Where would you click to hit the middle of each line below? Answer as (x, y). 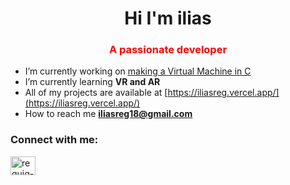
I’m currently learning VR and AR (92, 82)
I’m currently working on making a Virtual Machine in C (138, 71)
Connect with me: (54, 140)
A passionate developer (168, 50)
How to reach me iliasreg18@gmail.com (108, 114)
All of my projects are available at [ (96, 93)
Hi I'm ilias (168, 18)
